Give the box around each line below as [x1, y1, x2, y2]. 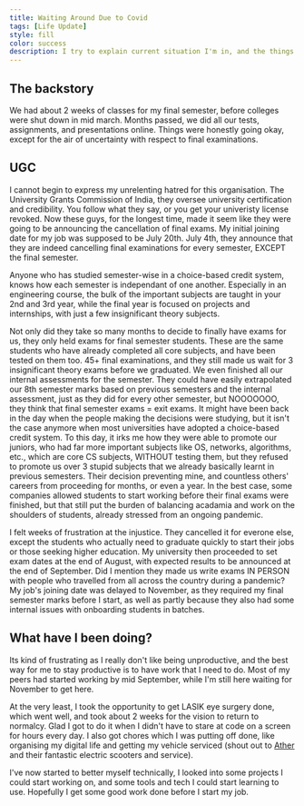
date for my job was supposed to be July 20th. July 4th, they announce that [9, 233, 293, 244]
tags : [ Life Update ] [9, 22, 88, 31]
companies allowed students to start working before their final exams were [9, 490, 289, 501]
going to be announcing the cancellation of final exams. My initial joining [9, 223, 279, 234]
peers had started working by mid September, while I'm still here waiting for [9, 673, 292, 684]
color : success [9, 38, 67, 48]
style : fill [9, 30, 54, 39]
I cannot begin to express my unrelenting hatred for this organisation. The [9, 184, 285, 195]
